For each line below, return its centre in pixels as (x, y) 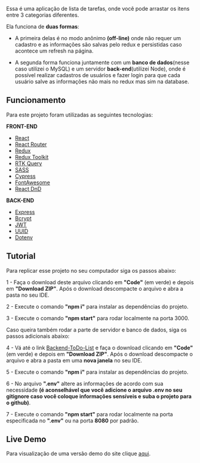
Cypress (25, 176)
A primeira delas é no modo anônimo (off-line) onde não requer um (98, 38)
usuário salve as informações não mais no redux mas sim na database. (102, 81)
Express (25, 212)
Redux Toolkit (32, 157)
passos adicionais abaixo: (38, 336)
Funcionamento (36, 100)
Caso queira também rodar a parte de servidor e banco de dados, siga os (96, 330)
